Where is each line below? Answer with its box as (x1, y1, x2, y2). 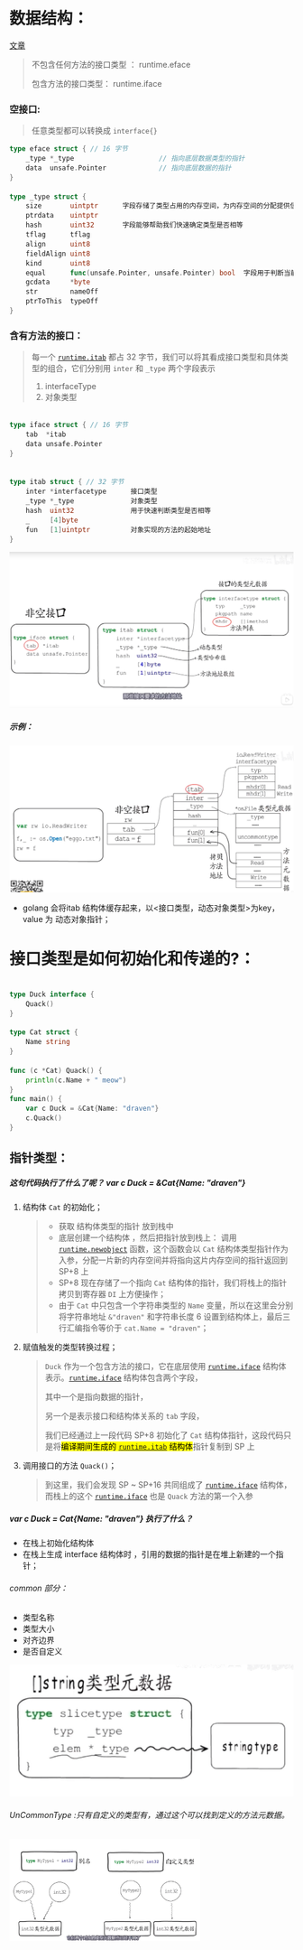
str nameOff (25, 287, 99, 296)
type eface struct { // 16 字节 (9, 145, 128, 154)
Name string (25, 1038, 70, 1047)
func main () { (9, 1095, 63, 1104)
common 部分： (9, 1582, 69, 1593)
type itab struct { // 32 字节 (9, 478, 124, 487)
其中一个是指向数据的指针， (44, 1392, 149, 1403)
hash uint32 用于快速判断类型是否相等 (25, 507, 212, 516)
